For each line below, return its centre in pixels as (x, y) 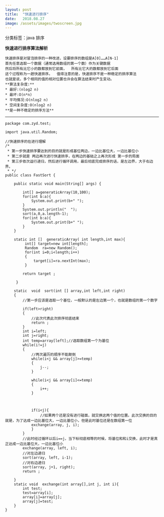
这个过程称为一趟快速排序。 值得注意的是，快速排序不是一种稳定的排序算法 (71, 74)
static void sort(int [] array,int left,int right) (70, 291)
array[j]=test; (38, 502)
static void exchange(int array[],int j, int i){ (66, 484)
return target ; (39, 274)
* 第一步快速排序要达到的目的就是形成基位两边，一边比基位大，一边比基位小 (73, 151)
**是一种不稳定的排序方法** (30, 111)
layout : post (18, 10)
